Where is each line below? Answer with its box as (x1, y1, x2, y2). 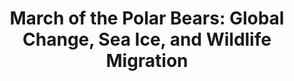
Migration (105, 50, 189, 72)
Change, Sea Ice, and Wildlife (22, 28, 272, 51)
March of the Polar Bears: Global (9, 7, 285, 30)
